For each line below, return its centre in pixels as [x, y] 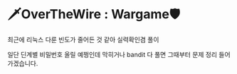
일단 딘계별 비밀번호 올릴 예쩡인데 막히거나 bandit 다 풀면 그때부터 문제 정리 [112, 54]
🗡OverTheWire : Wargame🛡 [94, 14]
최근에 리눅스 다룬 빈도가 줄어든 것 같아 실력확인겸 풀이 [83, 39]
